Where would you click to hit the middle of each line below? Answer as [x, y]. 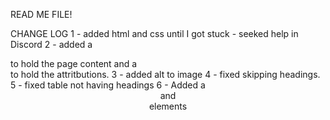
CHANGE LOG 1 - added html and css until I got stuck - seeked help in [154, 33]
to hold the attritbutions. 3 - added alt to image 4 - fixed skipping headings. [165, 74]
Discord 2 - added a [51, 44]
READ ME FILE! [41, 14]
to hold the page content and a [74, 63]
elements [168, 106]
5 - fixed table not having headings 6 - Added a [108, 85]
